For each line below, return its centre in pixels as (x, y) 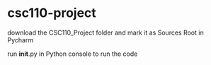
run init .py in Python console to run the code (73, 54)
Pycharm (21, 40)
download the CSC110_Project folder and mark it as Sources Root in (105, 32)
